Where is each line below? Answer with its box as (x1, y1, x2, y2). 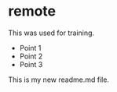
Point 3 (19, 59, 43, 69)
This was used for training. (8, 28, 95, 37)
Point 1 (19, 43, 42, 52)
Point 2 (19, 51, 43, 61)
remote (8, 2, 57, 20)
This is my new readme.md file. (8, 75, 110, 84)
